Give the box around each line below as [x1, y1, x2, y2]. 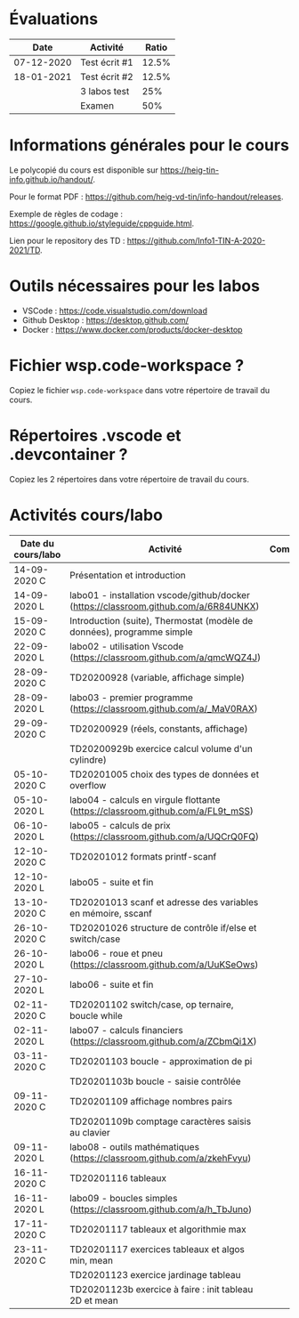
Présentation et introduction [69, 569, 187, 581]
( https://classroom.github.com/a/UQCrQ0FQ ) [69, 830, 260, 843]
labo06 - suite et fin [69, 978, 154, 991]
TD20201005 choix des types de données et [69, 768, 260, 780]
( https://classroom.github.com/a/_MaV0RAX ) [69, 702, 258, 715]
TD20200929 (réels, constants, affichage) [69, 722, 248, 734]
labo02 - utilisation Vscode [69, 640, 184, 652]
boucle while [69, 1009, 123, 1022]
